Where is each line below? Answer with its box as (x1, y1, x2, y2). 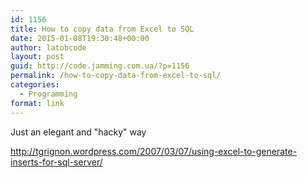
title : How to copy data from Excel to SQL (10, 24, 195, 34)
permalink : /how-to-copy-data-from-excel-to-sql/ (10, 71, 222, 81)
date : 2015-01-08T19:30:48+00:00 (10, 33, 150, 43)
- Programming (19, 89, 78, 99)
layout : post (10, 52, 65, 62)
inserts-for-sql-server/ (10, 156, 103, 168)
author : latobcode (10, 42, 87, 53)
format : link (10, 98, 65, 108)
